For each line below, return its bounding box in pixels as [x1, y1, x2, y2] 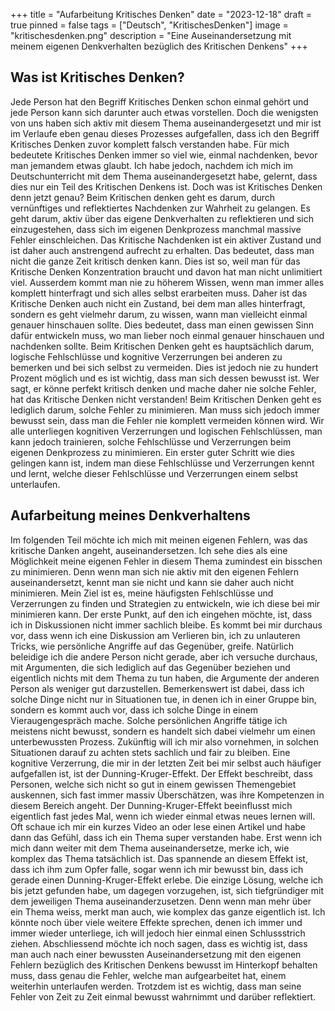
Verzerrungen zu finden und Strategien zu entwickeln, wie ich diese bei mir [10, 597, 321, 609]
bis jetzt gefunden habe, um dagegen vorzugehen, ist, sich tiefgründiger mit [10, 884, 325, 896]
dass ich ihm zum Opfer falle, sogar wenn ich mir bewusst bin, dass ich [10, 863, 304, 875]
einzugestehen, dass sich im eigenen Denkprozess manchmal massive [10, 223, 302, 235]
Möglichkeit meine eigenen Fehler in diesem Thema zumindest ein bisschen [10, 555, 323, 567]
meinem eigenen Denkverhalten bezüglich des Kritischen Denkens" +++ [10, 40, 308, 52]
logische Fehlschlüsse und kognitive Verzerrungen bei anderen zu [10, 350, 283, 363]
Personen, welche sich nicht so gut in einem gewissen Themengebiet [10, 778, 297, 790]
